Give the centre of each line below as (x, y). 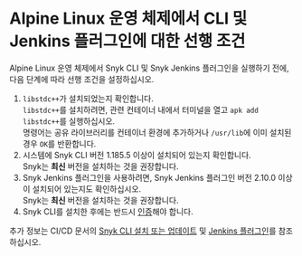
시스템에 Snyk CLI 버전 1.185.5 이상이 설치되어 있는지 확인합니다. (137, 155)
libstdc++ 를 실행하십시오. (69, 121)
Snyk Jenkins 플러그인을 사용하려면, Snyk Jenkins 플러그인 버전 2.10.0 (149, 177)
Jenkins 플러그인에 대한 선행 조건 (127, 41)
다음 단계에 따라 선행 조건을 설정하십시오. (82, 79)
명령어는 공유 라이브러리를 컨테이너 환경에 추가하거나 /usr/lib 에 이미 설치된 (157, 132)
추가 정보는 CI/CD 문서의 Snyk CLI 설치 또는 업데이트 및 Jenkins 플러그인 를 (143, 231)
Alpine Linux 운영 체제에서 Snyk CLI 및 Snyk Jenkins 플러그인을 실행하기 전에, (149, 68)
